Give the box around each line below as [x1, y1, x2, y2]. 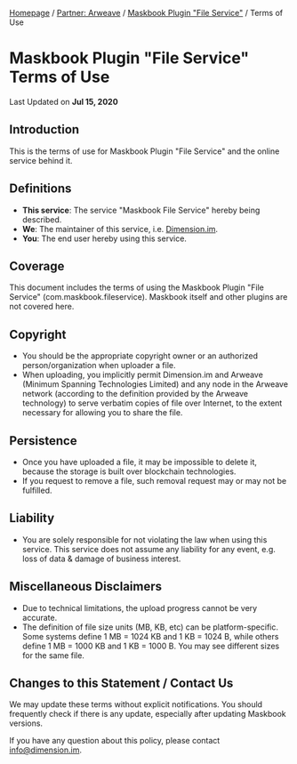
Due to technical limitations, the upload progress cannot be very [21, 602, 258, 613]
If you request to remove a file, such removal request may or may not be [21, 476, 287, 486]
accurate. [21, 612, 58, 623]
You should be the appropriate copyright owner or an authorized [21, 350, 259, 361]
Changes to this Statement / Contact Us [9, 676, 234, 691]
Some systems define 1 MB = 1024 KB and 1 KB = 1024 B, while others [21, 631, 279, 641]
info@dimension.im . [9, 744, 83, 755]
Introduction [9, 122, 80, 137]
